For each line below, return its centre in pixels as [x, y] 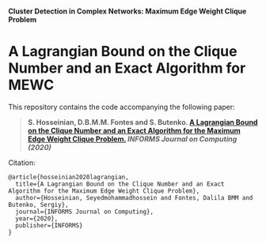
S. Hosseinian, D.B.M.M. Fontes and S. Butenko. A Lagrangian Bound [142, 122]
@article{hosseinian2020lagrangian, [68, 177]
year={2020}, [37, 218]
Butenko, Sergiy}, [38, 205]
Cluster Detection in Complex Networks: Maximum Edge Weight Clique [127, 11]
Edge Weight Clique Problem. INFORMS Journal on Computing [132, 139]
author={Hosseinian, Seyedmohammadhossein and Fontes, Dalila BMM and [134, 197]
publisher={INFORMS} [49, 225]
